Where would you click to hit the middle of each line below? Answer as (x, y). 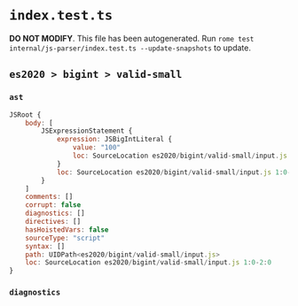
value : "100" (97, 148)
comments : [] (49, 197)
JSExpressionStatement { (87, 131)
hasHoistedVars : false (67, 229)
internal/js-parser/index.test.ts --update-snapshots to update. (130, 48)
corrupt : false (53, 205)
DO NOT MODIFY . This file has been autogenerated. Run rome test (132, 38)
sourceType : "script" (65, 238)
